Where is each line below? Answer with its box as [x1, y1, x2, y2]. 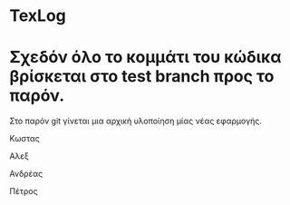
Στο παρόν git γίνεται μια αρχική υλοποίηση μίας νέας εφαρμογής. [9, 115, 263, 127]
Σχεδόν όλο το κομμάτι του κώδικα [9, 47, 282, 68]
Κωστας [9, 133, 41, 144]
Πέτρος [9, 186, 38, 197]
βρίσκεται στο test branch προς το [9, 66, 275, 87]
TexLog [9, 5, 66, 26]
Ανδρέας [9, 169, 43, 180]
